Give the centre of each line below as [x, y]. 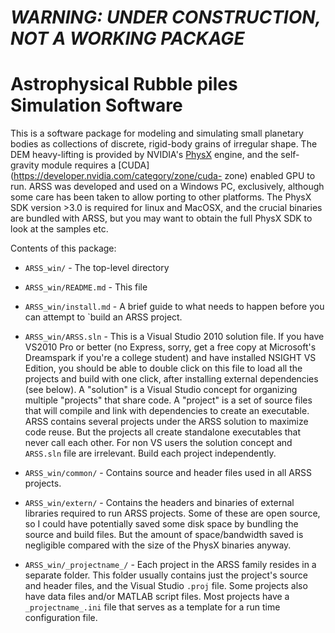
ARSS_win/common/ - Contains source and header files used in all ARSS [168, 473]
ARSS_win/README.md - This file [86, 287]
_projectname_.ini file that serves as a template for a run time [152, 607]
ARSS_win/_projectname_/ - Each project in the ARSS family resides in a [170, 565]
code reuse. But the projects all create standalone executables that [163, 432]
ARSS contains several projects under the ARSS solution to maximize [166, 422]
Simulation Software [96, 105]
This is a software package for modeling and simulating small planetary [157, 133]
